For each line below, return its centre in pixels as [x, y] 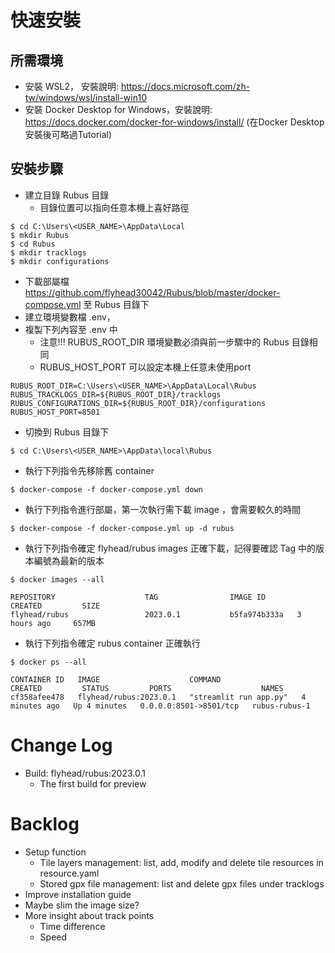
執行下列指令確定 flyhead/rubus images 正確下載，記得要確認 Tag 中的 [170, 548]
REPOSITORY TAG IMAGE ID [138, 597]
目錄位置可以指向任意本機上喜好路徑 [114, 207]
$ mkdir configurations [60, 261]
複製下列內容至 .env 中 [71, 329]
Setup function [55, 852]
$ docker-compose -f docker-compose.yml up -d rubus [122, 528]
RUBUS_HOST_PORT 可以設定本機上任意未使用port [145, 367]
